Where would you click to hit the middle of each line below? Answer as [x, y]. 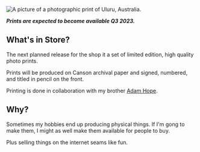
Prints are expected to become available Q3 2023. [71, 21]
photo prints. [22, 61]
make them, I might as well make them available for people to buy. [88, 130]
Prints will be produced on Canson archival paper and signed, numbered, [97, 72]
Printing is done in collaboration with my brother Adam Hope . [82, 90]
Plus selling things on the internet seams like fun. [67, 142]
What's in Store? [38, 40]
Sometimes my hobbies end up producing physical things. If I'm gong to [95, 124]
